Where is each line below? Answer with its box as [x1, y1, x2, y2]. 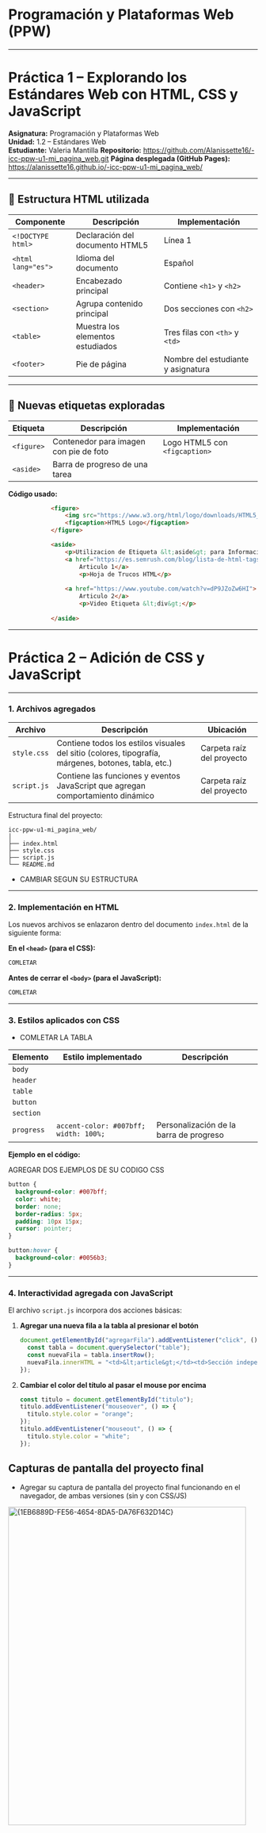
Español [163, 257, 194, 268]
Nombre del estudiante [163, 353, 249, 364]
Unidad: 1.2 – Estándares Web [8, 136, 107, 146]
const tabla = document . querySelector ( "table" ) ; [27, 1343, 191, 1351]
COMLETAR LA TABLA [19, 1033, 93, 1043]
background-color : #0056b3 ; [15, 1254, 108, 1262]
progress [12, 1125, 45, 1135]
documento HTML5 [75, 240, 149, 251]
